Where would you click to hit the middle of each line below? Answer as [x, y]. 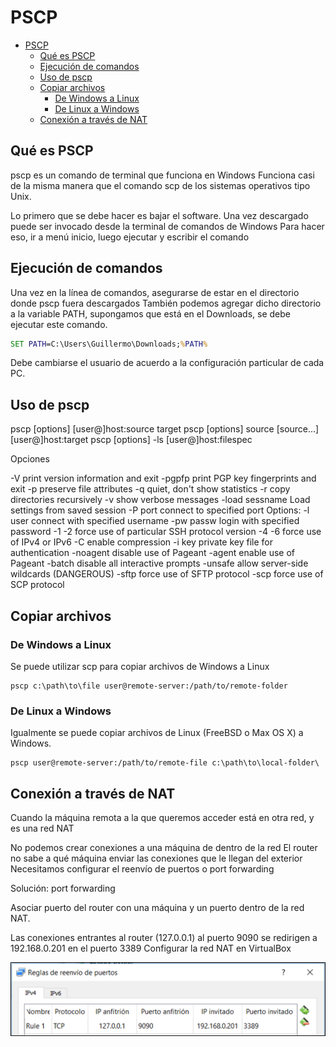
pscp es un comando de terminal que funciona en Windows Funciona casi [162, 175]
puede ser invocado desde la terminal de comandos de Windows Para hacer [167, 226]
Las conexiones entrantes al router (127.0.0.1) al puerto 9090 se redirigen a [164, 938]
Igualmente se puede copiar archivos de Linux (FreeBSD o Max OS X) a [157, 733]
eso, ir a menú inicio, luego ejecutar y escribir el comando [130, 237]
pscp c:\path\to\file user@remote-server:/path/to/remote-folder [149, 686]
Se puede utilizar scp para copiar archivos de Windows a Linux [140, 666]
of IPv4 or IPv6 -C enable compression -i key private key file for [141, 542]
